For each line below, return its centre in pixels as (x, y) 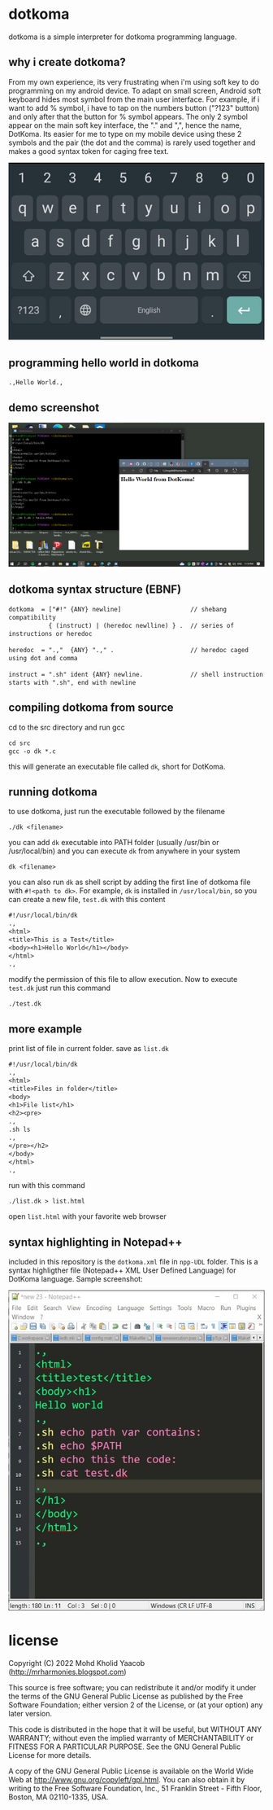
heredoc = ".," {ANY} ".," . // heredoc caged (129, 650)
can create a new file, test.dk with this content (87, 900)
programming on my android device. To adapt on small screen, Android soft (135, 90)
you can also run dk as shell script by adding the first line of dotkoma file (130, 882)
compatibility (32, 617)
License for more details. (50, 1755)
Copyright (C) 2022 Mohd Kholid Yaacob (77, 1663)
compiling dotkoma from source (91, 708)
